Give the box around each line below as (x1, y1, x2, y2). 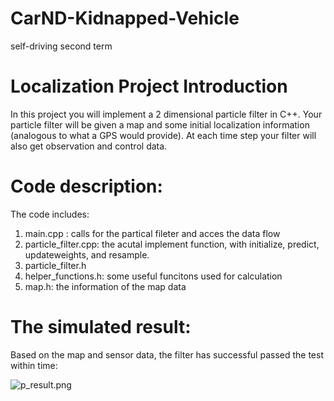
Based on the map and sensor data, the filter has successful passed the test (10, 348, 325, 361)
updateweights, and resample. (24, 248, 150, 261)
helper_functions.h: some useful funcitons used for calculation (24, 270, 283, 282)
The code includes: (10, 208, 90, 220)
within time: (10, 359, 58, 371)
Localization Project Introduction (10, 75, 288, 98)
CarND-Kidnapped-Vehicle (10, 7, 240, 30)
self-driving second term (10, 40, 113, 52)
